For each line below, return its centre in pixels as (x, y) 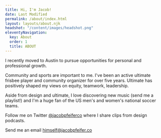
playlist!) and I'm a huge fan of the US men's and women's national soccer (80, 100)
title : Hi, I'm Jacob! (28, 10)
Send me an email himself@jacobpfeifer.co (48, 130)
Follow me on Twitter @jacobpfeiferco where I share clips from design (76, 115)
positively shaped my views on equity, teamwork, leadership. (67, 86)
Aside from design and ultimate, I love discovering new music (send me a (79, 95)
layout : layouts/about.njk (33, 23)
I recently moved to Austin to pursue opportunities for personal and (73, 60)
